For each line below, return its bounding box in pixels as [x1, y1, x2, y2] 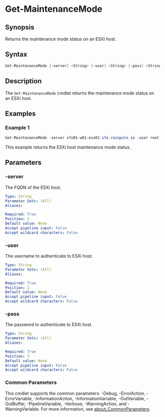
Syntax [5, 50, 27, 59]
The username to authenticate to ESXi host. [5, 253, 93, 259]
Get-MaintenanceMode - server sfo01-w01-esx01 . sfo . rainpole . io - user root [5, 135, 160, 141]
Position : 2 [5, 285, 29, 290]
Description [5, 77, 42, 86]
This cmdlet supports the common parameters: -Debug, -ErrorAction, [5, 390, 146, 396]
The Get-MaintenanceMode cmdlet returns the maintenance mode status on [5, 90, 155, 96]
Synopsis [5, 23, 34, 31]
